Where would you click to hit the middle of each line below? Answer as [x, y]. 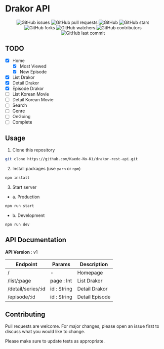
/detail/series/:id [27, 288]
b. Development [28, 215]
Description [94, 264]
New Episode [33, 71]
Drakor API [28, 9]
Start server [24, 187]
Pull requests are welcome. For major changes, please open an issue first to [82, 326]
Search [20, 105]
